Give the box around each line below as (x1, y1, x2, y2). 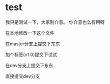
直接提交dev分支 (5, 73, 40, 79)
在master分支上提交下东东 (5, 40, 60, 47)
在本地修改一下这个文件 (5, 30, 54, 36)
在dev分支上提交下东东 (5, 62, 53, 68)
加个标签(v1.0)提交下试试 (5, 51, 58, 58)
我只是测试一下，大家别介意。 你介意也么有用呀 (5, 19, 105, 25)
